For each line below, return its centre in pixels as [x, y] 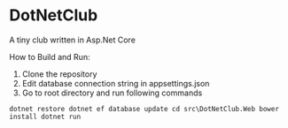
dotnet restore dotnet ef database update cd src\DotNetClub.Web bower [144, 109]
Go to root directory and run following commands [112, 93]
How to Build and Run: [50, 56]
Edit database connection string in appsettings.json [116, 83]
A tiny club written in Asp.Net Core [72, 40]
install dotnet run [45, 117]
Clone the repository [59, 74]
